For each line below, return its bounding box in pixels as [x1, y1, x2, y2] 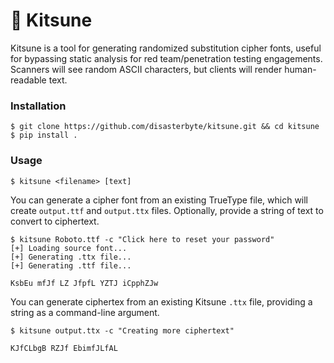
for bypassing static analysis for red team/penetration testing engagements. [10, 52, 323, 64]
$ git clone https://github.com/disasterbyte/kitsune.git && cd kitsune [10, 122, 320, 132]
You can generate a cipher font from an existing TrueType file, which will [10, 194, 309, 206]
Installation [10, 99, 67, 113]
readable [10, 74, 47, 86]
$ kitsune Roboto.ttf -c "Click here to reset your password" [10, 234, 275, 244]
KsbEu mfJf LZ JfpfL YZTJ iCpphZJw [10, 278, 159, 288]
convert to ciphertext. [10, 215, 100, 227]
